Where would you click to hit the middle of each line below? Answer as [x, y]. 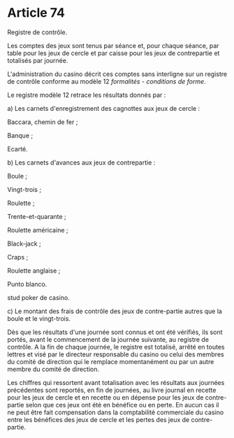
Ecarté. [17, 149]
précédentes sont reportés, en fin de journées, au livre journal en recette [112, 390]
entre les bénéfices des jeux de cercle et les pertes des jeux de [98, 419]
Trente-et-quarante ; [37, 216]
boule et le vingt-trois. [39, 318]
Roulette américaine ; [38, 230]
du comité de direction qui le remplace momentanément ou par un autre [111, 361]
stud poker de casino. [38, 297]
